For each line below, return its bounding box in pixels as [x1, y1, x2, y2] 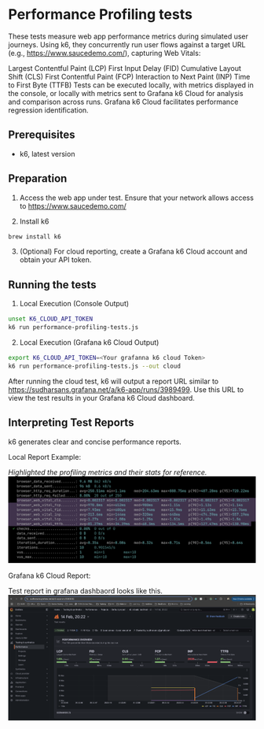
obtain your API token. [19, 255, 92, 265]
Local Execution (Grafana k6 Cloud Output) [19, 338, 159, 347]
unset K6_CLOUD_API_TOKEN [8, 315, 93, 324]
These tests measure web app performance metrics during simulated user [8, 31, 249, 41]
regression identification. [8, 105, 89, 115]
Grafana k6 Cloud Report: [8, 571, 91, 580]
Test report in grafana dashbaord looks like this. [8, 587, 163, 596]
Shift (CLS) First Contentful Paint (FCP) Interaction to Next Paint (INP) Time [8, 72, 251, 81]
